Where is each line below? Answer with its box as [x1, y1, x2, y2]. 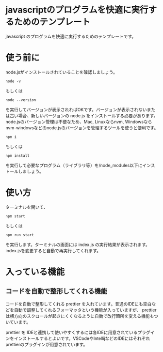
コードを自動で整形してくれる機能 [5, 287, 107, 295]
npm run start [5, 232, 34, 237]
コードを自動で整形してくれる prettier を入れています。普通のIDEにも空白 [5, 301, 152, 306]
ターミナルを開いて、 [5, 204, 48, 210]
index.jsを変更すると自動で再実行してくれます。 [5, 247, 101, 253]
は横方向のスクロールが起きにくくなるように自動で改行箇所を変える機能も [5, 313, 154, 319]
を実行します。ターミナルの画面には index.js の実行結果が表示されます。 [5, 242, 150, 247]
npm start [5, 214, 26, 218]
